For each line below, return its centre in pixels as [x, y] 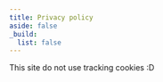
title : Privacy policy [51, 17]
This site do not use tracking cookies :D [82, 68]
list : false [40, 42]
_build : [24, 34]
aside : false [33, 26]
